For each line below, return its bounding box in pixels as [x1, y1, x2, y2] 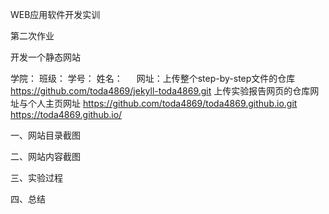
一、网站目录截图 [10, 129, 81, 141]
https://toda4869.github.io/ [10, 109, 123, 120]
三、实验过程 [10, 172, 63, 183]
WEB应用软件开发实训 [10, 9, 101, 20]
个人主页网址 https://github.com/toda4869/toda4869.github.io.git [27, 98, 298, 109]
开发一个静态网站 [10, 51, 81, 63]
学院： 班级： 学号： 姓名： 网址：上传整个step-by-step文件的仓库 [10, 73, 296, 84]
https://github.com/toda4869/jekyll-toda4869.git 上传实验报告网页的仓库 [10, 85, 311, 97]
